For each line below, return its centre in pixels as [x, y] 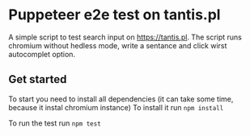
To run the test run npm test [55, 123]
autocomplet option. [42, 54]
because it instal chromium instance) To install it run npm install [116, 107]
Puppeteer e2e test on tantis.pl [114, 15]
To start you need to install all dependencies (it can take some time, [121, 99]
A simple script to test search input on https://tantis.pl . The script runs [125, 37]
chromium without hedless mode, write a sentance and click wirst [118, 45]
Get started [38, 79]
